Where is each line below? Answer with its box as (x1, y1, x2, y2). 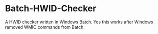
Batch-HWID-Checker (5, 3, 96, 14)
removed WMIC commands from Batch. (5, 24, 85, 30)
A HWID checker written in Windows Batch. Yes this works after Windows (5, 19, 153, 25)
